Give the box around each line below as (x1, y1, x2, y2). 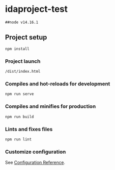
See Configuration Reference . (5, 160, 65, 166)
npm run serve (5, 91, 34, 97)
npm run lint (5, 137, 32, 142)
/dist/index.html (5, 69, 41, 74)
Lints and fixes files (5, 126, 53, 132)
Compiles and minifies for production (5, 103, 96, 110)
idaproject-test (5, 3, 68, 15)
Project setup (5, 33, 48, 42)
